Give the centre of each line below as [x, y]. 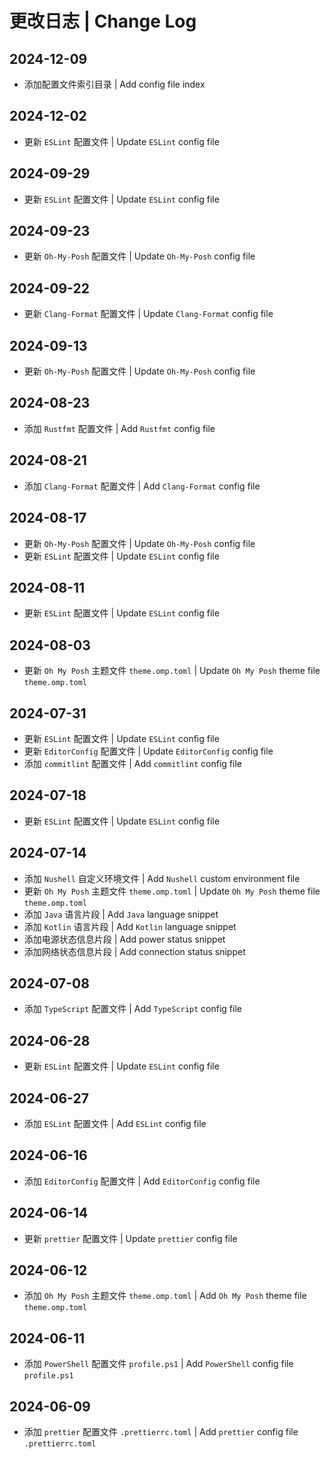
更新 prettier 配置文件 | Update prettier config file [130, 1238]
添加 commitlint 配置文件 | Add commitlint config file [132, 763]
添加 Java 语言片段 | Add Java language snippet [121, 914]
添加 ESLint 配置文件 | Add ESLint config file [115, 1123]
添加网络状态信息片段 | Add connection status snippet [134, 951]
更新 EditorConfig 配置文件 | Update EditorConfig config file [148, 751]
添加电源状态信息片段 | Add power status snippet [124, 939]
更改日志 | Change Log [103, 21]
